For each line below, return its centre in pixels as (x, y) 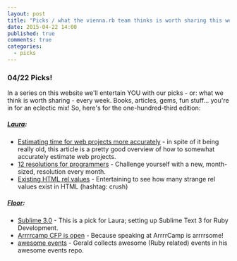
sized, (26, 172)
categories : (25, 46)
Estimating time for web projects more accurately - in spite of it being (118, 142)
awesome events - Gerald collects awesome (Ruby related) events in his (122, 243)
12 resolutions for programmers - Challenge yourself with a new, (111, 164)
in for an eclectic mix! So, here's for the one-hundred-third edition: (104, 108)
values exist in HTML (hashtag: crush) (73, 186)
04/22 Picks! (30, 77)
